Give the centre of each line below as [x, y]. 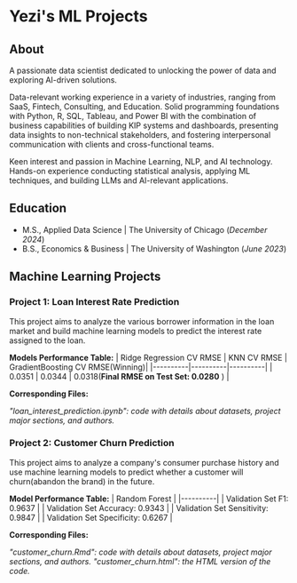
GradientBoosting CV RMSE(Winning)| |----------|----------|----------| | [141, 367]
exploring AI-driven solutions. [63, 80]
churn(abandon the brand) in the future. [82, 481]
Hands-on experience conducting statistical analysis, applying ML [130, 171]
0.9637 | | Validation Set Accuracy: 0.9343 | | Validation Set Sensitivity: [139, 507]
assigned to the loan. [47, 340]
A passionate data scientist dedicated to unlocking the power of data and [143, 70]
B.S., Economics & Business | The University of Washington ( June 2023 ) [154, 248]
